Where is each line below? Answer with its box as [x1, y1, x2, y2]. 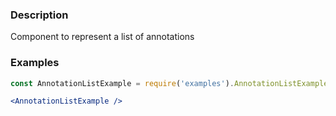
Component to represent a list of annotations [10, 31, 195, 43]
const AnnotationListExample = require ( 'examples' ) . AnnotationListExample [10, 78, 329, 88]
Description [10, 8, 69, 22]
